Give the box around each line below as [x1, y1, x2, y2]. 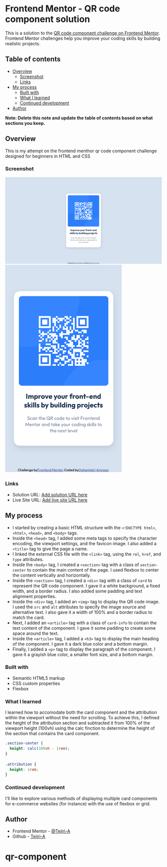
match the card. [12, 614, 45, 620]
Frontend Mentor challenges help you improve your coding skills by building [5, 35, 161, 41]
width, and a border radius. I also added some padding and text [12, 588, 143, 594]
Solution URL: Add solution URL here [12, 491, 88, 497]
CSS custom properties [12, 680, 61, 686]
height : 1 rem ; [9, 767, 39, 772]
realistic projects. [5, 40, 41, 46]
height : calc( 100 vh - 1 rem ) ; [9, 746, 70, 751]
